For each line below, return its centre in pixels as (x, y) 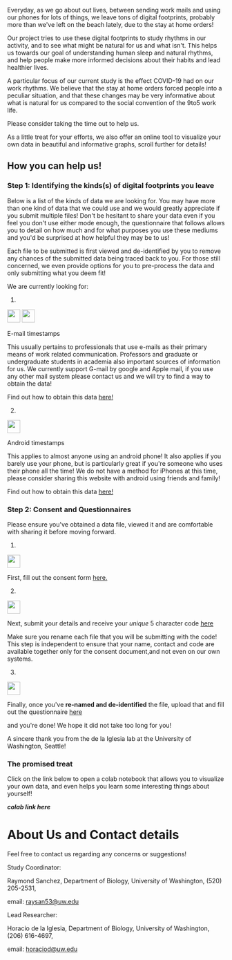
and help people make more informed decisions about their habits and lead (114, 60)
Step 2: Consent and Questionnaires (69, 509)
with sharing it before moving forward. (61, 531)
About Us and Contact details (93, 835)
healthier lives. (28, 67)
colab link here (29, 807)
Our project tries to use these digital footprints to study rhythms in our (107, 38)
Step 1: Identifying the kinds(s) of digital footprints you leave (111, 186)
